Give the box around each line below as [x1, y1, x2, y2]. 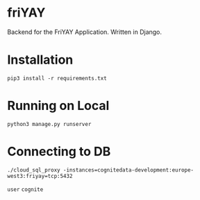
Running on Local [7, 98, 110, 113]
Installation [7, 52, 74, 68]
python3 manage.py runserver [7, 120, 92, 127]
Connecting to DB [7, 144, 111, 159]
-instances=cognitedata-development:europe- [62, 166, 194, 174]
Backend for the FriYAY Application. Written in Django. [7, 28, 162, 36]
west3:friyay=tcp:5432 [7, 172, 73, 179]
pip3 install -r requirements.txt [7, 75, 108, 82]
